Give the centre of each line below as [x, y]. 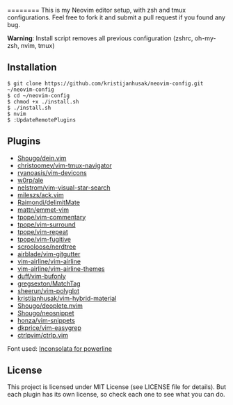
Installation [32, 68]
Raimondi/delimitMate [48, 202]
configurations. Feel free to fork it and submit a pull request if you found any [116, 17]
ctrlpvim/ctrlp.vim [42, 335]
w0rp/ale [30, 180]
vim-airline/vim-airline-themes [61, 268]
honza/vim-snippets [46, 320]
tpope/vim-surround [46, 224]
